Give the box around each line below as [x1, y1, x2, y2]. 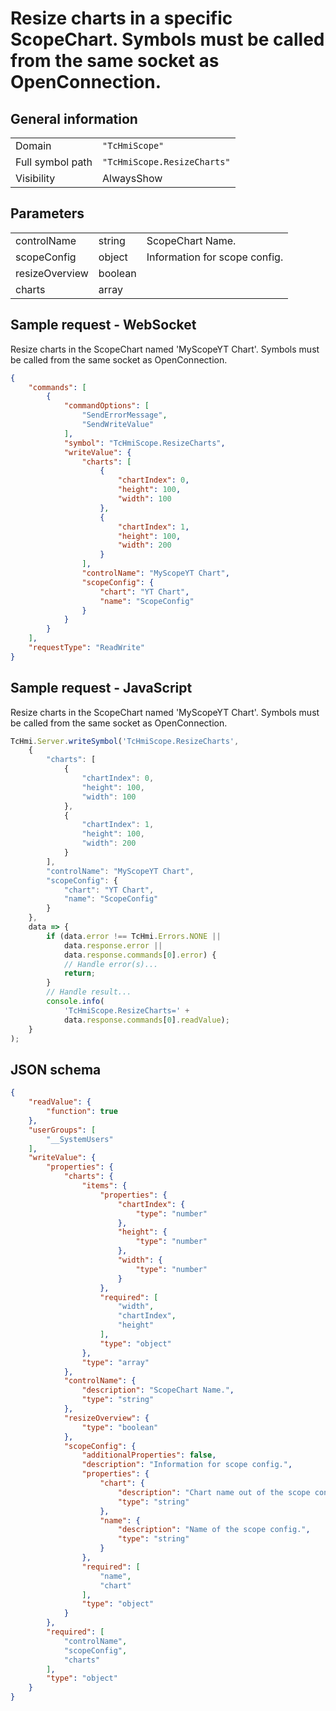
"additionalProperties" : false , [81, 1450, 217, 1461]
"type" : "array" [81, 1357, 150, 1367]
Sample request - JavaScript [10, 680, 193, 697]
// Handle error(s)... [63, 959, 159, 969]
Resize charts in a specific [10, 7, 233, 30]
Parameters [10, 205, 85, 222]
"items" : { [81, 1181, 128, 1191]
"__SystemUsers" [46, 1134, 114, 1144]
